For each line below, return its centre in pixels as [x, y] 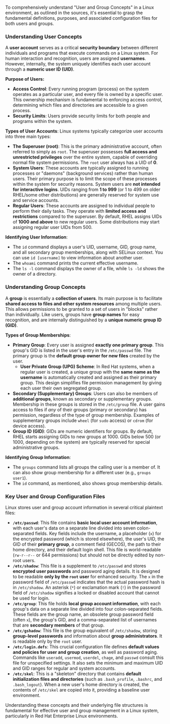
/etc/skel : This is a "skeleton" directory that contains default [77, 673]
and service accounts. [36, 201]
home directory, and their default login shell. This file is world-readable [87, 549]
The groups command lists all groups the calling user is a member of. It [86, 467]
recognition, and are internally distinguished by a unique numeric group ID [83, 320]
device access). [29, 425]
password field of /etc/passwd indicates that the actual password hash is [89, 582]
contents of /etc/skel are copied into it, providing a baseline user [81, 689]
